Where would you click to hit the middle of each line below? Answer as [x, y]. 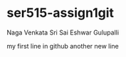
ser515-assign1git [61, 13]
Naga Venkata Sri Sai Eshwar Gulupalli [63, 32]
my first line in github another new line [63, 46]
